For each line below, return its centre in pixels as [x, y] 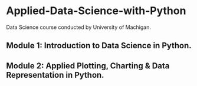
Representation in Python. [55, 75]
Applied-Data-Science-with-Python [96, 11]
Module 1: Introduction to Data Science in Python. [99, 46]
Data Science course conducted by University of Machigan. [79, 27]
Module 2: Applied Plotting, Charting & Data [88, 66]
